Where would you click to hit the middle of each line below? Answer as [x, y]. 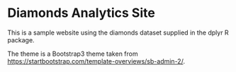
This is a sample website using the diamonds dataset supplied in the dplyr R [118, 32]
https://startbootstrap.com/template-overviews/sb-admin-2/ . [96, 61]
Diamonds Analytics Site [82, 13]
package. [21, 40]
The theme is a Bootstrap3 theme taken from [73, 54]
